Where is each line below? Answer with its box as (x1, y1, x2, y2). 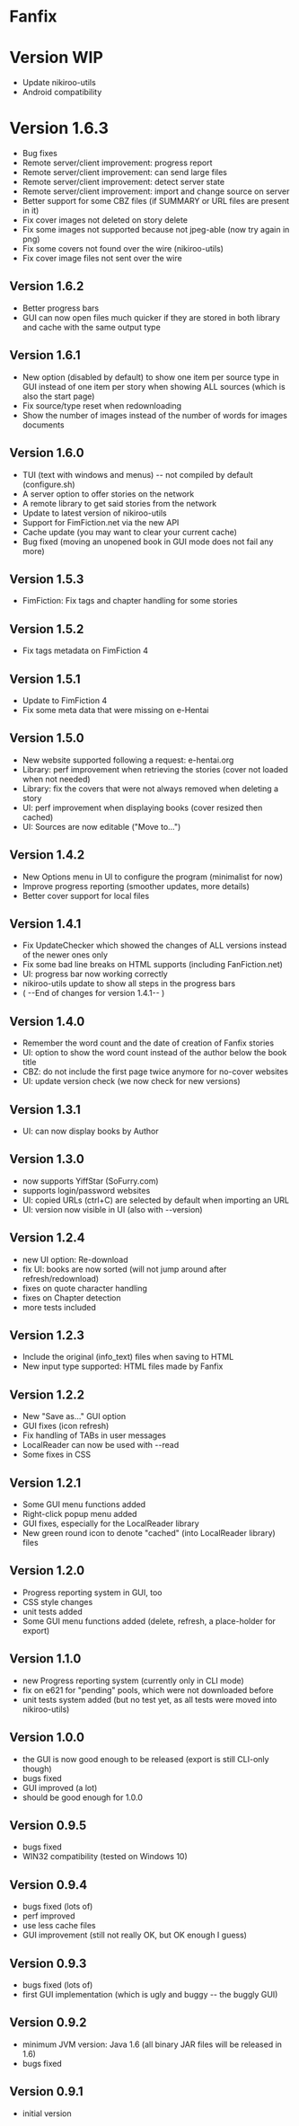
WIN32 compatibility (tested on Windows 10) (22, 1851, 189, 1862)
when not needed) (22, 773, 92, 784)
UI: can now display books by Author (22, 1125, 159, 1136)
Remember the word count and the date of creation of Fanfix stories (22, 1037, 275, 1048)
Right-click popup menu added (22, 1509, 137, 1520)
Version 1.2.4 (9, 1231, 85, 1246)
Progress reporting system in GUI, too (22, 1587, 163, 1598)
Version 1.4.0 (9, 1013, 85, 1029)
